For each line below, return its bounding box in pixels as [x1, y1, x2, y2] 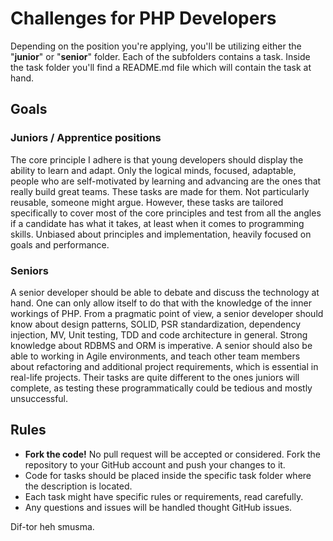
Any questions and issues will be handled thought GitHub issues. [24, 501, 293, 513]
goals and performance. [10, 238, 110, 251]
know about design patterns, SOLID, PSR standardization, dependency [10, 318, 302, 330]
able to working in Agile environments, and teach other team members [10, 350, 301, 362]
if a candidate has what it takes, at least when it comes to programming [10, 217, 305, 229]
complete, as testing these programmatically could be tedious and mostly [10, 382, 313, 394]
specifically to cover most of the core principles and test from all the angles [10, 207, 322, 219]
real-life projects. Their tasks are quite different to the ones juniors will [10, 371, 300, 383]
